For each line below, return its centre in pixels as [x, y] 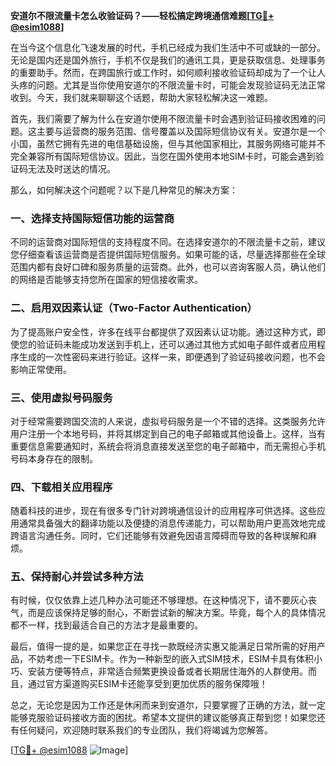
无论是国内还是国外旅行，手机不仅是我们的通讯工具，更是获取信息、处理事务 [168, 60]
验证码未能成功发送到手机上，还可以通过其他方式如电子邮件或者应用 [176, 344]
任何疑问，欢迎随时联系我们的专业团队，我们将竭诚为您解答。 [145, 730]
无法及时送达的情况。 [71, 168]
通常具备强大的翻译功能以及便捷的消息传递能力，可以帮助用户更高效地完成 [172, 523]
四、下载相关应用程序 [61, 487]
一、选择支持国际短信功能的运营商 [92, 218]
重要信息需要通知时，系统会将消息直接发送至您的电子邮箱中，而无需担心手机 [168, 446]
